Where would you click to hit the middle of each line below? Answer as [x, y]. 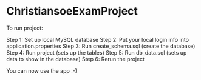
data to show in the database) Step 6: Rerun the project [75, 59]
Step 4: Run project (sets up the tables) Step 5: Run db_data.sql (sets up [97, 52]
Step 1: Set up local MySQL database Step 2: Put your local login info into [98, 39]
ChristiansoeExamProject [72, 11]
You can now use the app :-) [42, 70]
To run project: [25, 28]
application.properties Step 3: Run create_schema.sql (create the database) [101, 46]
